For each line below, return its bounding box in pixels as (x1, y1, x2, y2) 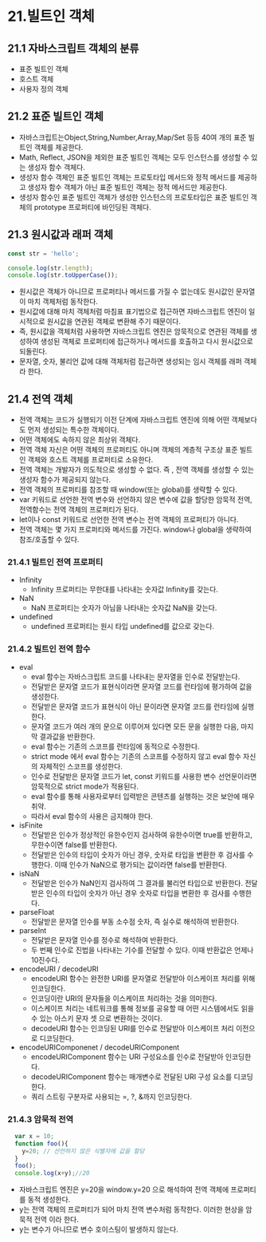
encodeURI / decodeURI (18, 963, 99, 974)
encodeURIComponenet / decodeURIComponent (18, 1042, 180, 1052)
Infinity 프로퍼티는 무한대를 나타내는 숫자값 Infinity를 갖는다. (30, 584, 218, 595)
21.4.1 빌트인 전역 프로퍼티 (7, 556, 104, 568)
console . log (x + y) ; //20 (14, 1169, 90, 1177)
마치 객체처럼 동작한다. (27, 297, 99, 307)
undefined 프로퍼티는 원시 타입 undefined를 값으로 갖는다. (30, 622, 215, 631)
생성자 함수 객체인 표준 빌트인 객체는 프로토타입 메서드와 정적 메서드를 (18, 172, 237, 182)
